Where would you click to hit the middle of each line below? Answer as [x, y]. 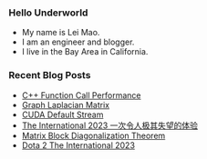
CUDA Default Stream [62, 114]
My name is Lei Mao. [61, 33]
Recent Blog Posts [50, 75]
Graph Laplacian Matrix [66, 104]
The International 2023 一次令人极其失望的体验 [109, 125]
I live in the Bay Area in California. [85, 52]
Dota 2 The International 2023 [78, 145]
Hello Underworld [48, 13]
